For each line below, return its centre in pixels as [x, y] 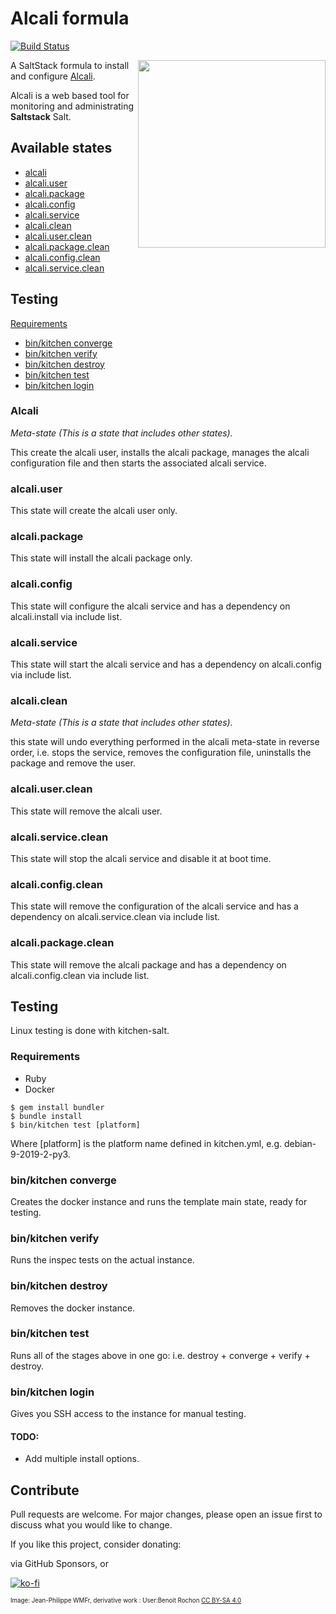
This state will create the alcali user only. [94, 511]
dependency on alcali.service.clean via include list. [115, 917]
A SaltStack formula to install [70, 65]
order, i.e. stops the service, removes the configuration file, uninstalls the [161, 753]
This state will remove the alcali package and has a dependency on [148, 964]
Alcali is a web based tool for [70, 95]
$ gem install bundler [57, 1107]
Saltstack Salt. [41, 116]
